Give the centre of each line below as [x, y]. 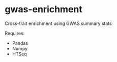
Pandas [20, 43]
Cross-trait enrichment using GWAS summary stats [58, 23]
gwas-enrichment [43, 9]
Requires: [15, 33]
